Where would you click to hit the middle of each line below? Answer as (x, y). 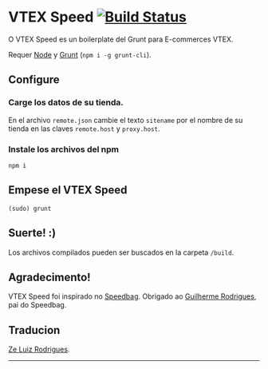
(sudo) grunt (30, 208)
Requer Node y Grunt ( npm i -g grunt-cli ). (80, 54)
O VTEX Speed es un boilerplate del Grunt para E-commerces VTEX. (121, 39)
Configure (34, 80)
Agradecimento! (49, 277)
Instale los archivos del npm (64, 149)
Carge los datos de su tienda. (66, 102)
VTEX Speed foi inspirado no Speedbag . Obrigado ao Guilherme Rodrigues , (132, 296)
